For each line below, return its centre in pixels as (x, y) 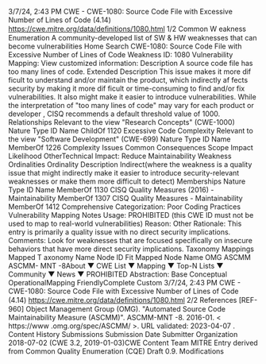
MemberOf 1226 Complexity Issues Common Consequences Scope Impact (131, 147)
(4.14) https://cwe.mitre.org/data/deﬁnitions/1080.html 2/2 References (123, 300)
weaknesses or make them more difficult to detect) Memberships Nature (127, 181)
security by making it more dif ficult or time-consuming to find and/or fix (127, 88)
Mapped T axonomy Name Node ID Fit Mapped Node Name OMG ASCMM (130, 257)
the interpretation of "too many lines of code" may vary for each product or (131, 105)
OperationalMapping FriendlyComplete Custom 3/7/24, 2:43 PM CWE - (124, 283)
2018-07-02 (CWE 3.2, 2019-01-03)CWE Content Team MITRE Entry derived (133, 343)
